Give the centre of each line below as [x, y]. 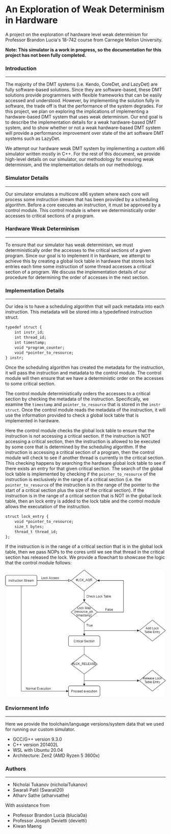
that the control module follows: [39, 563]
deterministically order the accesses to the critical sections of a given [78, 250]
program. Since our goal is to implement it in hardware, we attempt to [78, 255]
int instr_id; [29, 332]
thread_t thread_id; [36, 532]
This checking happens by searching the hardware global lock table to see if [85, 463]
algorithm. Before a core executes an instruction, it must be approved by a [83, 205]
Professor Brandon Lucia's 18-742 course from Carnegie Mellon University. [84, 40]
